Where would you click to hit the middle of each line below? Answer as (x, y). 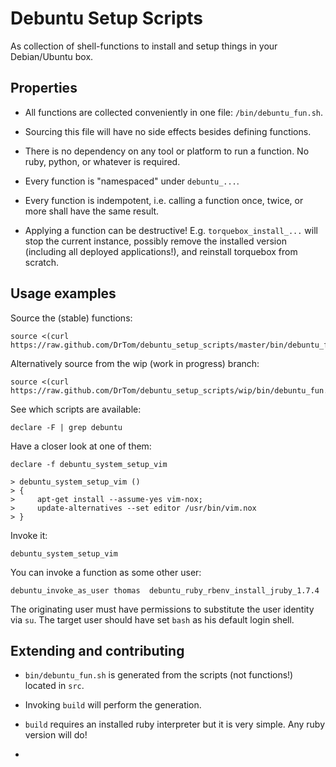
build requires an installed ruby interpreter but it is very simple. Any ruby (175, 724)
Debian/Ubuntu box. (52, 56)
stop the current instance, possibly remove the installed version (155, 241)
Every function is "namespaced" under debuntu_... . (132, 181)
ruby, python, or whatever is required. (102, 161)
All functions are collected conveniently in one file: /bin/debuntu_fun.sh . (174, 112)
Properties (44, 88)
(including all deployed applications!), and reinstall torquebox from (161, 251)
